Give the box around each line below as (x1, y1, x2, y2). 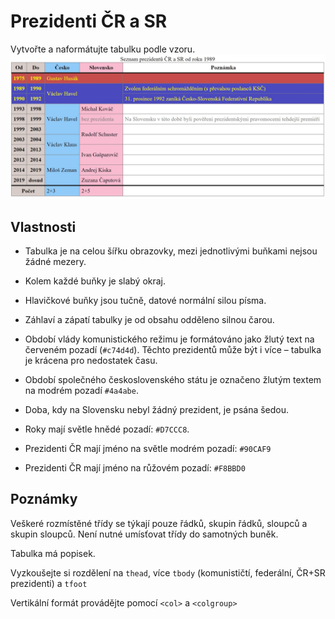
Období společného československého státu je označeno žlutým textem (24, 374, 322, 386)
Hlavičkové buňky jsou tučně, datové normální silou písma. (24, 295, 267, 307)
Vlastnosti (10, 218, 77, 235)
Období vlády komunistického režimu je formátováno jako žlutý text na (24, 333, 315, 345)
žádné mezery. (24, 256, 87, 268)
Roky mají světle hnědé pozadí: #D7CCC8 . (24, 423, 190, 435)
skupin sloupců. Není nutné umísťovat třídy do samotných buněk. (10, 528, 279, 540)
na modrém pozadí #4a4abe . (24, 385, 139, 397)
